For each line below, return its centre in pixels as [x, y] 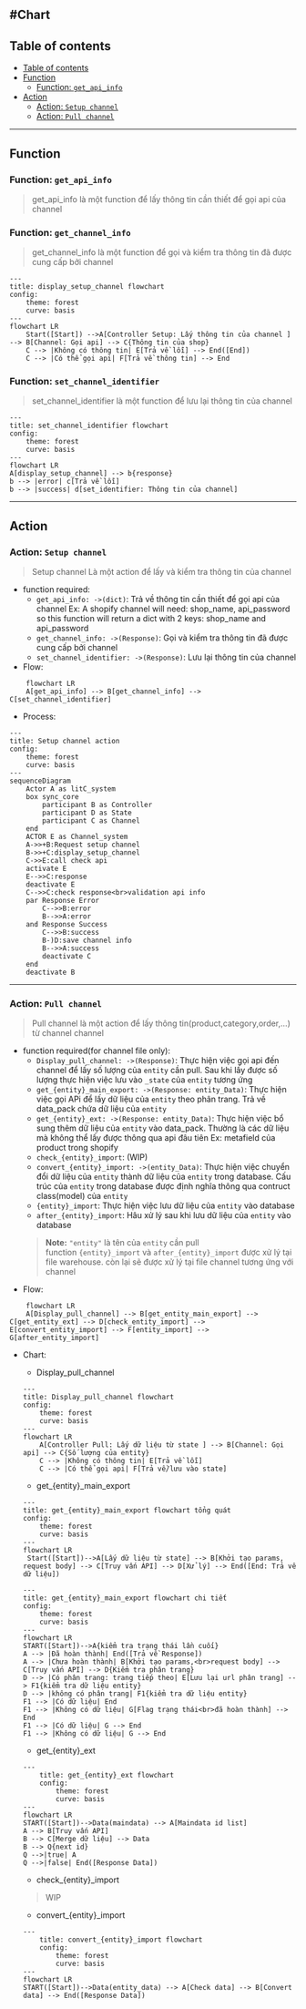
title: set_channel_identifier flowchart [89, 426]
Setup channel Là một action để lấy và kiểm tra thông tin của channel [161, 572]
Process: [39, 717]
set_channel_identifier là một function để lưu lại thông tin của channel [162, 401]
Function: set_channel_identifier [85, 382]
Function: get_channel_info [70, 232]
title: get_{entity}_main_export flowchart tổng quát [127, 1511]
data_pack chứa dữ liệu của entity [101, 1109]
